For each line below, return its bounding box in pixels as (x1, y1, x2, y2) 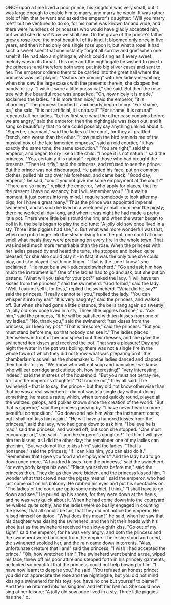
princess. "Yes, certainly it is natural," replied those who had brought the (5, 156, 157, 162)
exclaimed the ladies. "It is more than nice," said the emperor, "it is (5, 96, 145, 102)
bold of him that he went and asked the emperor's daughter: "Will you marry (5, 15, 165, 21)
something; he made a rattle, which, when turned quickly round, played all (5, 394, 161, 400)
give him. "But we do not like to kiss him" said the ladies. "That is (5, 443, 141, 449)
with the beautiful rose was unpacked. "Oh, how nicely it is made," (14, 91, 154, 97)
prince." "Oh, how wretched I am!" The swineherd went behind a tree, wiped (5, 551, 165, 557)
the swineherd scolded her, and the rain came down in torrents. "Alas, (5, 540, 152, 546)
